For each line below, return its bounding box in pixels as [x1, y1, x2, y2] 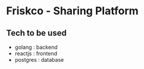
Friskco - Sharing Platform [6, 4, 139, 18]
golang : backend [14, 43, 58, 51]
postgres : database [14, 57, 64, 63]
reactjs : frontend [14, 50, 58, 57]
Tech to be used [6, 28, 67, 38]
